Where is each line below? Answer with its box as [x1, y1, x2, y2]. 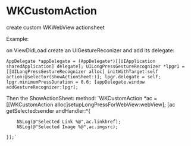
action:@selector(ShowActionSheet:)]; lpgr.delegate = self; [6, 74, 161, 80]
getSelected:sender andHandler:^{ [6, 107, 91, 114]
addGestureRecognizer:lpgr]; [6, 84, 79, 90]
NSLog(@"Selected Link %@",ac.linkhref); [17, 119, 121, 125]
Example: [6, 35, 29, 42]
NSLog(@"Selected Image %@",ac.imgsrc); [17, 123, 118, 130]
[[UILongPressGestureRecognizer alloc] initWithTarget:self [6, 68, 159, 75]
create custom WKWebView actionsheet [6, 24, 105, 31]
